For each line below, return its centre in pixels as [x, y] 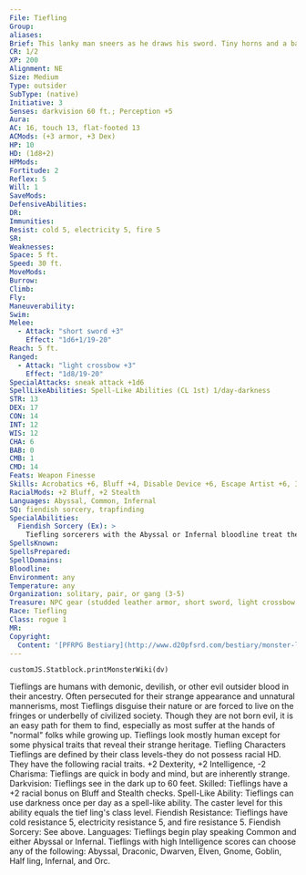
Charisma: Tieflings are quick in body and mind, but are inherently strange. [150, 774]
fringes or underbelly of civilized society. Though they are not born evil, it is [152, 715]
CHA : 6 [22, 442]
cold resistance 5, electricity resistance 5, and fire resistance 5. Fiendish [145, 822]
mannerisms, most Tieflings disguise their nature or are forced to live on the [152, 706]
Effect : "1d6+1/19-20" [69, 340]
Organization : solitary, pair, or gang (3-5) [97, 594]
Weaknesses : [32, 247]
